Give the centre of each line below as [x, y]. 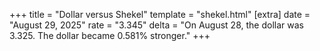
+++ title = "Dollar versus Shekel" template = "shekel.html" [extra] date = [160, 14]
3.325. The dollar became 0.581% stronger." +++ [110, 35]
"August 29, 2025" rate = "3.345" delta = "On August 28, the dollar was [156, 25]
